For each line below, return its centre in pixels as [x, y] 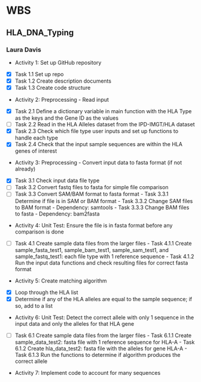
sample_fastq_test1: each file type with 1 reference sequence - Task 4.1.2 [104, 256]
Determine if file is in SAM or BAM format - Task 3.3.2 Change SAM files [104, 201]
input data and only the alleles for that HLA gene [74, 323]
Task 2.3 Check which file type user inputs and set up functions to [96, 131]
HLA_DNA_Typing [40, 33]
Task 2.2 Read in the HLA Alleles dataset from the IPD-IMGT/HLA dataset [105, 125]
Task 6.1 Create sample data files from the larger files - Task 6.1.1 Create [103, 335]
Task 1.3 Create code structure [53, 88]
